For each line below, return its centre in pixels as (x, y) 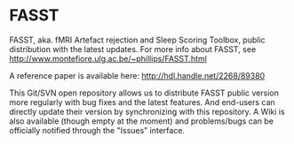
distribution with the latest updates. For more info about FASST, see (133, 49)
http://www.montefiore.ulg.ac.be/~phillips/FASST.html (108, 58)
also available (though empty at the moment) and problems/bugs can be (141, 121)
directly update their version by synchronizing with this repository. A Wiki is (147, 111)
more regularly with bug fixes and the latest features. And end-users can (142, 102)
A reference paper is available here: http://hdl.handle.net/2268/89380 (137, 75)
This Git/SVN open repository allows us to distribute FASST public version (144, 93)
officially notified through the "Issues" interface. (97, 130)
